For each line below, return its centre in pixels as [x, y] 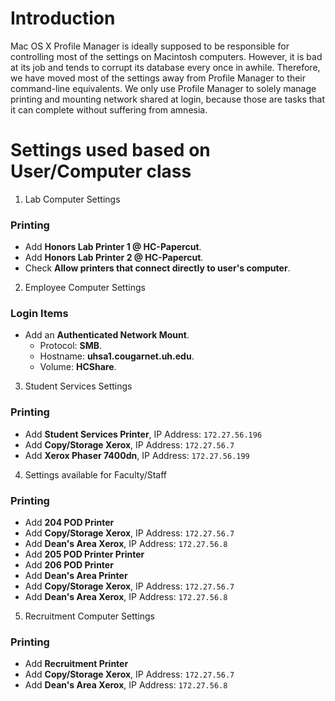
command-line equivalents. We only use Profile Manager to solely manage [163, 88]
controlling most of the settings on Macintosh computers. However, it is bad [166, 56]
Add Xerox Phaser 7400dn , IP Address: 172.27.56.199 [137, 455]
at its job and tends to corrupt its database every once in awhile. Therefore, [165, 67]
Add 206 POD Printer [69, 565]
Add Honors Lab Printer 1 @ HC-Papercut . [113, 247]
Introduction [63, 18]
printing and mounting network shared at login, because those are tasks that [168, 99]
